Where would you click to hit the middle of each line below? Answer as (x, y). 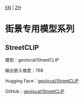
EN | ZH (13, 8)
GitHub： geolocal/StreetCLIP (35, 91)
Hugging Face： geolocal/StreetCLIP (42, 81)
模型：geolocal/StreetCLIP (32, 60)
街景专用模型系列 (40, 29)
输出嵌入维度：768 (24, 70)
